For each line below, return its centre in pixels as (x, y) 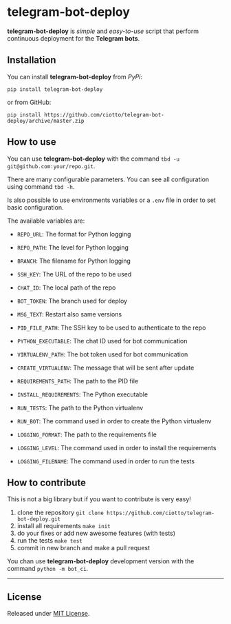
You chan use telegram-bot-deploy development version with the (101, 561)
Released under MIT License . (48, 614)
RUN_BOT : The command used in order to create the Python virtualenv (114, 421)
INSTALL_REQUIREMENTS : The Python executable (82, 394)
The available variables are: (46, 221)
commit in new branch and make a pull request (83, 548)
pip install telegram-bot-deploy (55, 89)
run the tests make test (49, 541)
